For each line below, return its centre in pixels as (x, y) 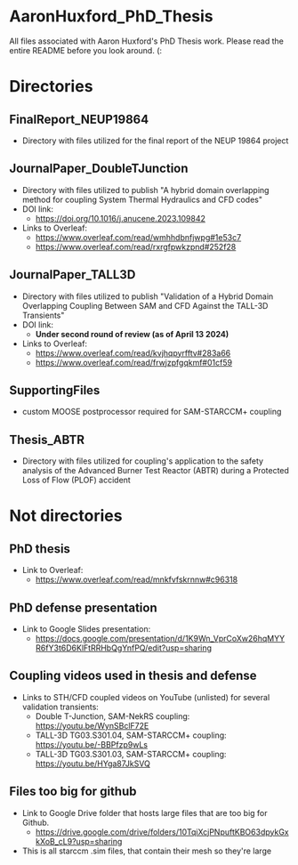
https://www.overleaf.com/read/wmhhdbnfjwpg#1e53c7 (138, 237)
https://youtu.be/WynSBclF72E (92, 725)
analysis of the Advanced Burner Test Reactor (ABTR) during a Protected (155, 471)
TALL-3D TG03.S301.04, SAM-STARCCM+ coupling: (131, 735)
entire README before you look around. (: (86, 50)
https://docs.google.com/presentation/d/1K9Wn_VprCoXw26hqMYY (160, 639)
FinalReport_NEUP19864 (79, 119)
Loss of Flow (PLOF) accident (76, 480)
